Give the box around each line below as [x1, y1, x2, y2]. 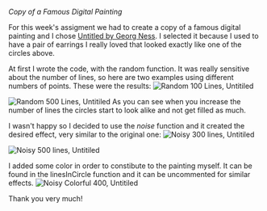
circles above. [8, 49, 55, 57]
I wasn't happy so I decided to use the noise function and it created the [8, 121, 245, 130]
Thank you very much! [8, 194, 83, 203]
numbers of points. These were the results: [8, 81, 152, 91]
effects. [8, 178, 34, 188]
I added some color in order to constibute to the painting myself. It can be [8, 161, 252, 171]
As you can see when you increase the [111, 97, 241, 106]
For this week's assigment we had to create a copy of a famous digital [8, 23, 241, 32]
